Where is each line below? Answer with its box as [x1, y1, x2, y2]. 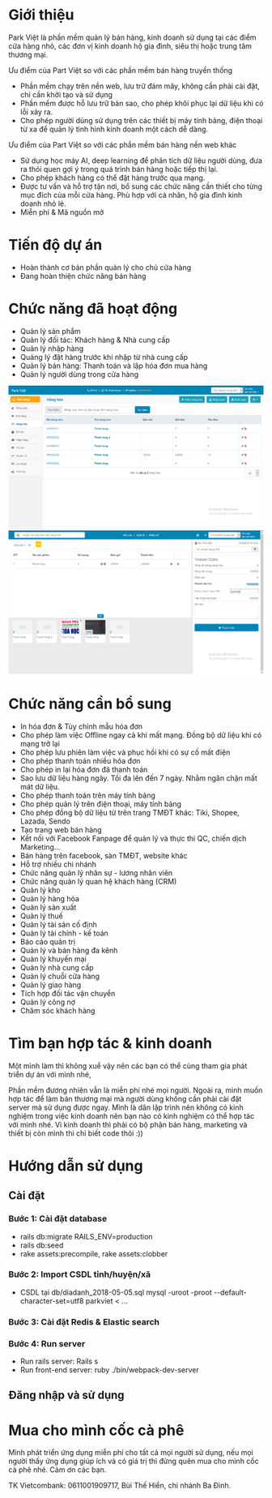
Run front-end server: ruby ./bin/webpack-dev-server [19, 1365, 200, 1375]
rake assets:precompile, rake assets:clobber [19, 1248, 168, 1258]
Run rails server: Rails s [19, 1356, 99, 1367]
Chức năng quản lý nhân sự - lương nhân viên [19, 867, 173, 877]
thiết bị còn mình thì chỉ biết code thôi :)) [8, 1128, 143, 1138]
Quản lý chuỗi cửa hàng [19, 971, 100, 981]
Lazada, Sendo [19, 816, 70, 826]
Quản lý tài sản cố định [19, 919, 97, 929]
